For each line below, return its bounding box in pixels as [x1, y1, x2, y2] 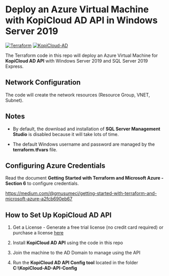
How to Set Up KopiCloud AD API [5, 210, 112, 219]
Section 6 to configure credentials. [5, 181, 79, 187]
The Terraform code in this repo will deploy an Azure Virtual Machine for [5, 52, 158, 58]
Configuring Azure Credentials [5, 161, 105, 170]
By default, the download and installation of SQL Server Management [12, 126, 160, 132]
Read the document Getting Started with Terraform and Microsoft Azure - [5, 175, 164, 181]
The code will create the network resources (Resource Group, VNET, [5, 91, 150, 98]
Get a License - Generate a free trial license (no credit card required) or [12, 224, 164, 230]
